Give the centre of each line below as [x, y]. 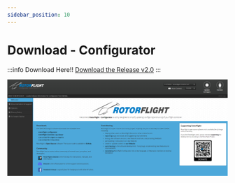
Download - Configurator [81, 50]
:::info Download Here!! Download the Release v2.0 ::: [84, 69]
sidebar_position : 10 [39, 15]
